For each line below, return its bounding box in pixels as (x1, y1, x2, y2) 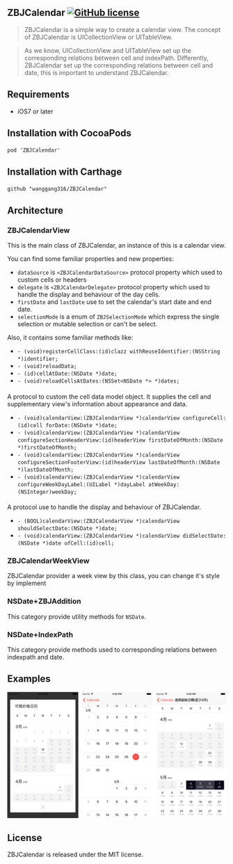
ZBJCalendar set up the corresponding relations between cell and (24, 61, 214, 70)
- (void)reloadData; (17, 362, 77, 369)
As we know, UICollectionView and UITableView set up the (24, 46, 191, 54)
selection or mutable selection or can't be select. (17, 319, 158, 328)
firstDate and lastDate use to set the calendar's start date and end (17, 297, 212, 306)
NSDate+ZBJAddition (7, 596, 81, 606)
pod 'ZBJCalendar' (7, 147, 61, 154)
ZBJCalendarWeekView (7, 556, 90, 566)
